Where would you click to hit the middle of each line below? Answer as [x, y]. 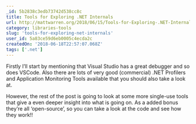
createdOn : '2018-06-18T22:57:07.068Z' [55, 44]
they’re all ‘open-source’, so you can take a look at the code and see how [94, 108]
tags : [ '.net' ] [24, 50]
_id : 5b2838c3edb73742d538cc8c [44, 11]
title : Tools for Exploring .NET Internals [60, 17]
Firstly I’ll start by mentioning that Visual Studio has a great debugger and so [98, 66]
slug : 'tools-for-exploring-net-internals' [60, 33]
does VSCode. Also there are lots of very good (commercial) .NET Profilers [96, 72]
